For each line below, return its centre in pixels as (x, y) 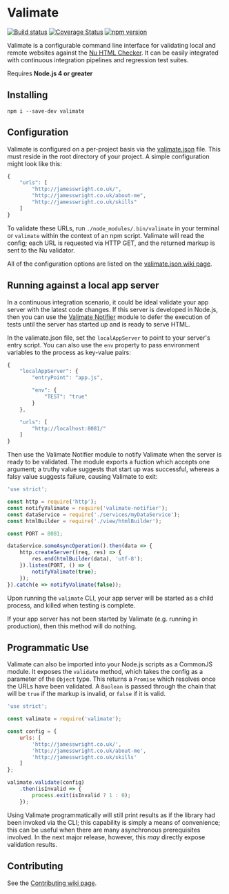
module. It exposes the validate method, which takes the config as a (105, 672)
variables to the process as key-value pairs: (69, 352)
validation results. (32, 844)
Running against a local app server (83, 285)
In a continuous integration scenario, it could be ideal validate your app (108, 302)
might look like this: (34, 163)
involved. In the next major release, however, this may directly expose (106, 837)
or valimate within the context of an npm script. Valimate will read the (106, 235)
